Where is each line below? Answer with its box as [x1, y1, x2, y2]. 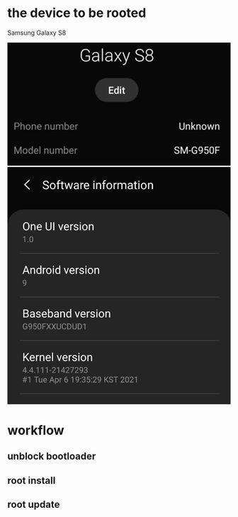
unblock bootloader [7, 450, 96, 462]
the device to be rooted [7, 5, 147, 21]
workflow [7, 422, 64, 438]
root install [7, 475, 56, 487]
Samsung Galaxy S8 [7, 28, 67, 37]
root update [7, 499, 60, 511]
